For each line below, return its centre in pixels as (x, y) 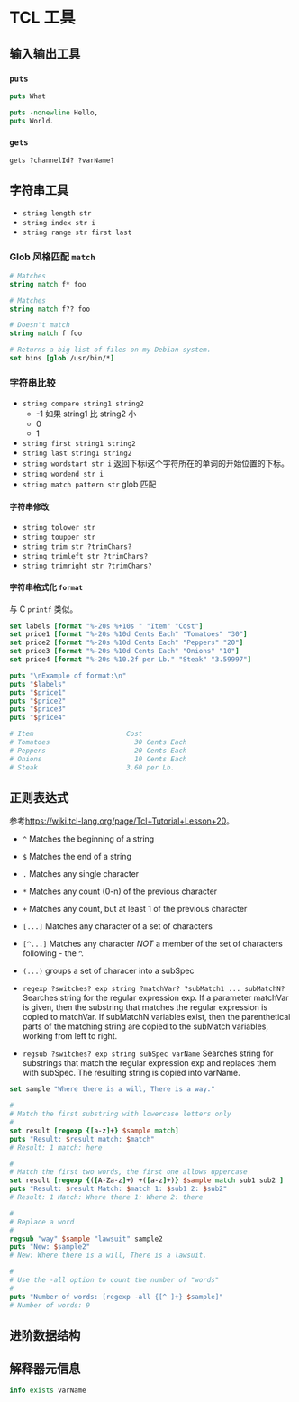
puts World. (32, 121)
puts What (28, 96)
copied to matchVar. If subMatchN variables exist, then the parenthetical (156, 1017)
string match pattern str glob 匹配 (89, 484)
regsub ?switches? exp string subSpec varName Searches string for (148, 1053)
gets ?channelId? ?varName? (62, 160)
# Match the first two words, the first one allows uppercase (128, 1172)
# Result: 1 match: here (56, 1147)
